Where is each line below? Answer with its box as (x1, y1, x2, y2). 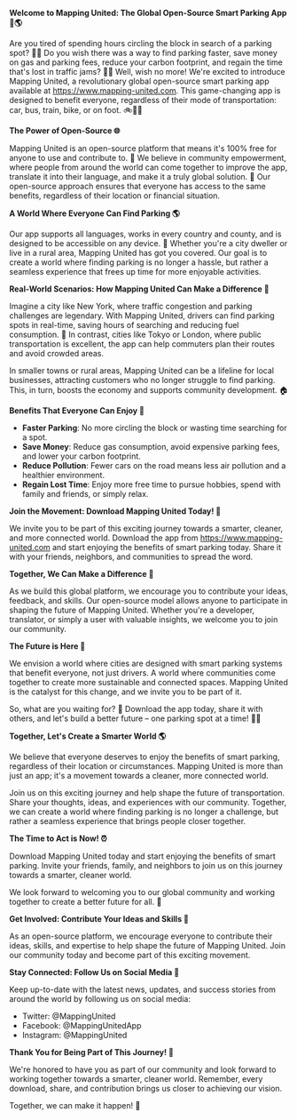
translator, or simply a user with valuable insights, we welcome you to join (9, 614, 278, 625)
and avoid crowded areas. (9, 348, 105, 358)
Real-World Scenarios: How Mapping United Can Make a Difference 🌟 (9, 284, 270, 294)
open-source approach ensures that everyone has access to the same (9, 181, 266, 191)
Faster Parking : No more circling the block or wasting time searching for (21, 422, 287, 433)
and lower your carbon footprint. (21, 451, 142, 461)
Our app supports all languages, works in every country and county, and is (9, 228, 282, 239)
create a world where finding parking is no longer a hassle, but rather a (9, 257, 269, 268)
